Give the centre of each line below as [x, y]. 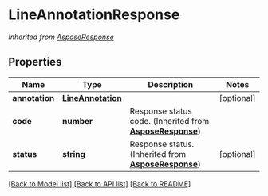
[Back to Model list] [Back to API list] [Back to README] [100, 184]
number [78, 121]
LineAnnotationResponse [94, 15]
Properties [35, 62]
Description [171, 84]
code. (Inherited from [169, 121]
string [74, 154]
